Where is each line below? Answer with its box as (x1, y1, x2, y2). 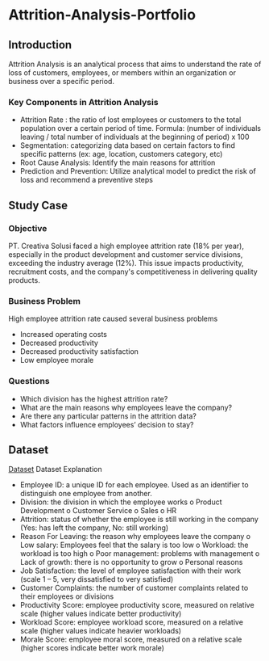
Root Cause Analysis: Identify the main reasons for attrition (19, 158, 216, 167)
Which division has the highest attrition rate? (19, 394, 168, 403)
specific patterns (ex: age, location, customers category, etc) (19, 149, 223, 159)
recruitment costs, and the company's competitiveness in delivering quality (8, 267, 258, 276)
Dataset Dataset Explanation (8, 465, 102, 474)
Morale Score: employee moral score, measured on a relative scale (19, 634, 242, 644)
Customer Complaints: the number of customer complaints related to (19, 583, 249, 593)
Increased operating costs (19, 330, 107, 339)
